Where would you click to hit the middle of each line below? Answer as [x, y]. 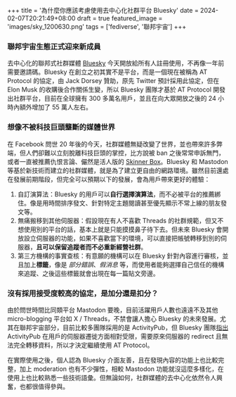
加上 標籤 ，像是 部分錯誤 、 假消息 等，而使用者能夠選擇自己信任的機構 [124, 264]
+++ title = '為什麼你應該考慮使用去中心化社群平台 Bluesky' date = [103, 10]
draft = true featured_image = [120, 18]
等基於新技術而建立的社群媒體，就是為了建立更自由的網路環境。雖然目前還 [115, 170]
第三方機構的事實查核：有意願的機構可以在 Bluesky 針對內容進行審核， [120, 256]
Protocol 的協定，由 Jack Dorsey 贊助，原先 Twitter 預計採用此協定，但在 [113, 81]
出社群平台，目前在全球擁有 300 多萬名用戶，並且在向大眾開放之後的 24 [112, 99]
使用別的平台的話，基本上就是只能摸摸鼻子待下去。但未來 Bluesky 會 [123, 229]
